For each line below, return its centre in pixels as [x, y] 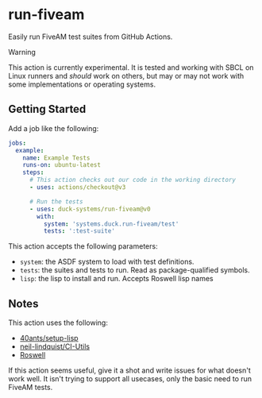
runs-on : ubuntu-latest [62, 165]
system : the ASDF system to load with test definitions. [107, 262]
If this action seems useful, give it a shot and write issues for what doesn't [130, 370]
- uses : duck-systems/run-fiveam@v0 [90, 209]
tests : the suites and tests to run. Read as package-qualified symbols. [135, 270]
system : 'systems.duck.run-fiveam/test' [111, 224]
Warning [22, 52]
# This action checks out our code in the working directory [133, 180]
